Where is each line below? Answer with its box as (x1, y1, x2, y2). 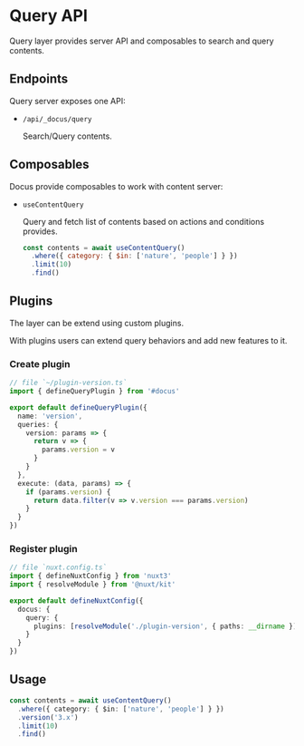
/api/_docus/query (22, 114, 92, 123)
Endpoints (9, 72, 69, 87)
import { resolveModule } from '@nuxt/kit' (9, 580, 176, 589)
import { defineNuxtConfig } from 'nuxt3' (9, 572, 172, 581)
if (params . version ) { (25, 487, 111, 497)
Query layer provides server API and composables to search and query (9, 35, 274, 46)
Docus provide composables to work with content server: (9, 180, 223, 191)
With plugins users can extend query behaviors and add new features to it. (9, 334, 288, 345)
